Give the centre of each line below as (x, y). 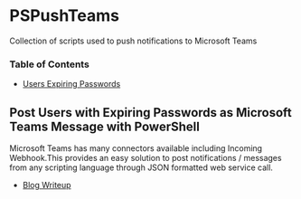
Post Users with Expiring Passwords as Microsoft (150, 113)
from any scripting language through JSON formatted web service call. (141, 167)
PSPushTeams (65, 16)
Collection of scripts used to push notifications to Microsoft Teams (133, 41)
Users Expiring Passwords (71, 84)
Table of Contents (50, 64)
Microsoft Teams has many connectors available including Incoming (136, 148)
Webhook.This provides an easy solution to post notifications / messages (146, 158)
